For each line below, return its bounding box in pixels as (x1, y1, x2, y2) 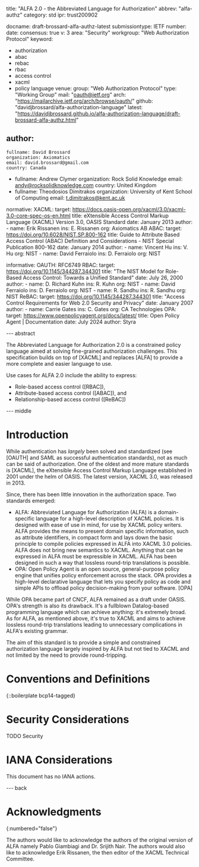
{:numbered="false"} (6, 825, 58, 832)
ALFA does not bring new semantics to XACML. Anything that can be (14, 546, 183, 553)
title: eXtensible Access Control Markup (72, 212, 169, 219)
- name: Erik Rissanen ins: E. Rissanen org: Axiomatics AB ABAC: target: (6, 224, 182, 232)
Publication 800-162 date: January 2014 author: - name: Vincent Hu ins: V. (6, 243, 188, 251)
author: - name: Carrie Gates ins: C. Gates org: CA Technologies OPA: (6, 305, 176, 312)
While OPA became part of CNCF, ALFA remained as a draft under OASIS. (6, 596, 186, 603)
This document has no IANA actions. (6, 773, 96, 780)
